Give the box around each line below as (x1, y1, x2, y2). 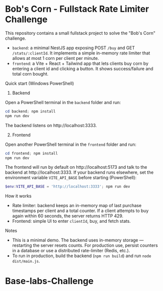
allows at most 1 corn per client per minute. (12, 55, 99, 61)
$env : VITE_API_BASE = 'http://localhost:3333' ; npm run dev (5, 184, 131, 189)
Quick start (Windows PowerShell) (5, 80, 74, 86)
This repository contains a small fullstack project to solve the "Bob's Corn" (5, 30, 156, 36)
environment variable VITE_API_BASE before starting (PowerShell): (5, 175, 137, 181)
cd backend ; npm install (5, 109, 56, 114)
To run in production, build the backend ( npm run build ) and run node (12, 253, 152, 259)
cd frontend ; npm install (5, 151, 58, 156)
